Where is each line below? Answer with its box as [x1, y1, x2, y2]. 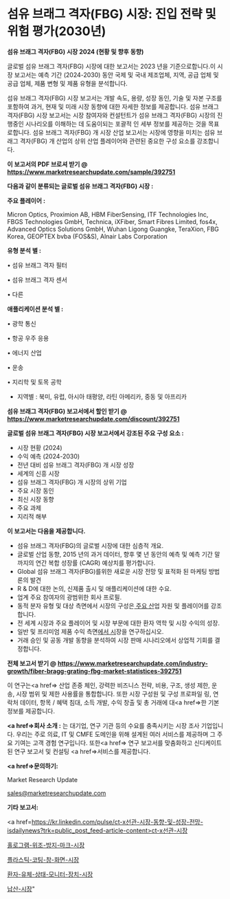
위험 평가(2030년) [7, 23, 106, 39]
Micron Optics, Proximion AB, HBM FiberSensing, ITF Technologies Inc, [7, 210, 209, 219]
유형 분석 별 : [7, 246, 42, 254]
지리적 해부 [16, 512, 47, 520]
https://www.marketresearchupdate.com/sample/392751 [7, 168, 176, 176]
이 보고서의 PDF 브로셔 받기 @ [7, 159, 88, 168]
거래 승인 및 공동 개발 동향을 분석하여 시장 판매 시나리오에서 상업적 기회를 [16, 636, 214, 644]
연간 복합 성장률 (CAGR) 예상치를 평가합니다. [35, 558, 156, 567]
